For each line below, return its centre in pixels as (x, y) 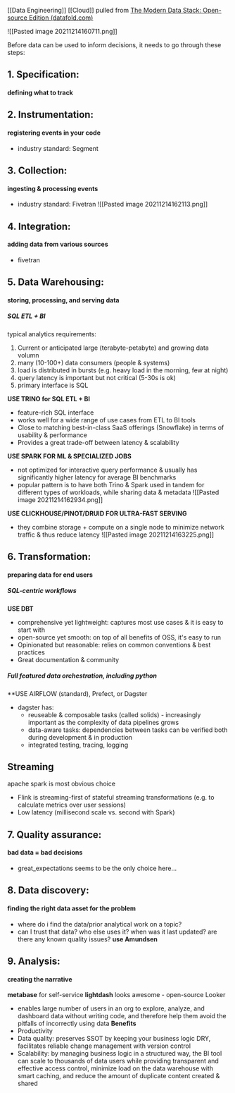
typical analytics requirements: (52, 334)
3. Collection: (37, 170)
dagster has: (36, 707)
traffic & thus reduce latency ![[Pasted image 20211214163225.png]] (116, 535)
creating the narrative (40, 979)
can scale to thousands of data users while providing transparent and (118, 1061)
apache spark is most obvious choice (62, 784)
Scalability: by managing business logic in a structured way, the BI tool (120, 1054)
